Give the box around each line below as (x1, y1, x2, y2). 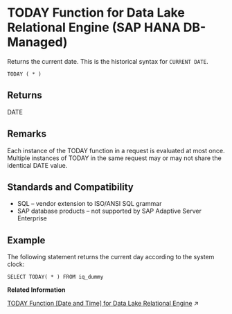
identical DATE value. (7, 161, 68, 169)
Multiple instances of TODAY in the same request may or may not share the (7, 154, 222, 162)
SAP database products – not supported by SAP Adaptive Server (17, 207, 202, 216)
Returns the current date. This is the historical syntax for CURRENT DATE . (7, 57, 209, 65)
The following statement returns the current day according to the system (7, 253, 215, 261)
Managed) (7, 35, 68, 50)
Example (7, 234, 46, 246)
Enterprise (17, 214, 47, 223)
